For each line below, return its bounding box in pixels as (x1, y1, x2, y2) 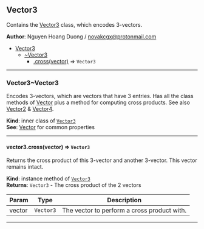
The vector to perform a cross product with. (61, 206, 187, 215)
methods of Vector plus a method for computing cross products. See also (6, 99, 190, 106)
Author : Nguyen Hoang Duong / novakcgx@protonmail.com (6, 33, 157, 40)
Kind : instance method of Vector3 (6, 175, 91, 182)
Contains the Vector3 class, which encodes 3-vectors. (6, 21, 143, 28)
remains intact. (6, 163, 44, 171)
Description (107, 196, 141, 205)
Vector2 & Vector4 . (6, 105, 54, 113)
